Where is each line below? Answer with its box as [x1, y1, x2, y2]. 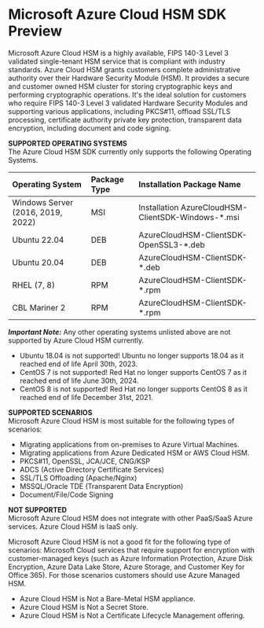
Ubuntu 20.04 [12, 257, 64, 268]
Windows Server [12, 196, 73, 207]
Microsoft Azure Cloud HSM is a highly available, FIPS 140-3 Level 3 [8, 48, 229, 57]
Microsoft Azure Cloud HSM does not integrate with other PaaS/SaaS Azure [8, 513, 253, 523]
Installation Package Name [138, 178, 241, 189]
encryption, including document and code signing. [8, 123, 171, 133]
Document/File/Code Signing [19, 490, 114, 499]
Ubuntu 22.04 [12, 234, 64, 245]
